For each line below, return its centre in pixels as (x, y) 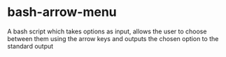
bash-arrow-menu (62, 12)
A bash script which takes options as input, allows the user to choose (107, 31)
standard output (30, 46)
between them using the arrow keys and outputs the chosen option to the (113, 38)
